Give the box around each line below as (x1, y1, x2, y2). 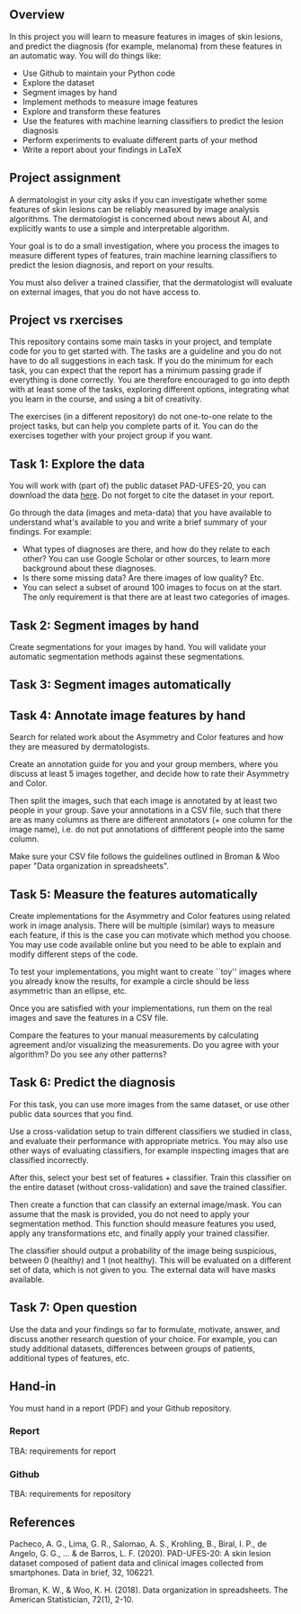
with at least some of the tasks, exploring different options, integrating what (9, 384, 289, 395)
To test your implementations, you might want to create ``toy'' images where (9, 967, 292, 978)
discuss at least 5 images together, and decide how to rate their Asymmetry (9, 769, 289, 780)
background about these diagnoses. (22, 563, 156, 574)
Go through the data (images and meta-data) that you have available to (9, 508, 272, 518)
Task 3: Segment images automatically (9, 677, 232, 692)
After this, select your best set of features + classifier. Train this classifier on (9, 1172, 292, 1183)
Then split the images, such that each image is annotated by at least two (9, 796, 278, 807)
